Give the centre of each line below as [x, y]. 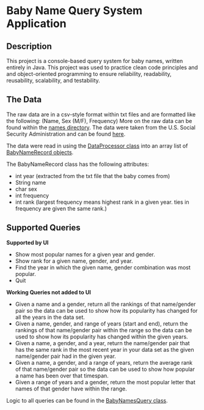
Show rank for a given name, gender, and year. [74, 261]
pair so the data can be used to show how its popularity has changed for [106, 310]
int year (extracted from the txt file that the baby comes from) [93, 176]
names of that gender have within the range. [71, 389]
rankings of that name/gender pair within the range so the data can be [104, 330]
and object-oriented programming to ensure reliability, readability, [89, 74]
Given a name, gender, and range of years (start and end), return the [101, 323]
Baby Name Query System [75, 11]
